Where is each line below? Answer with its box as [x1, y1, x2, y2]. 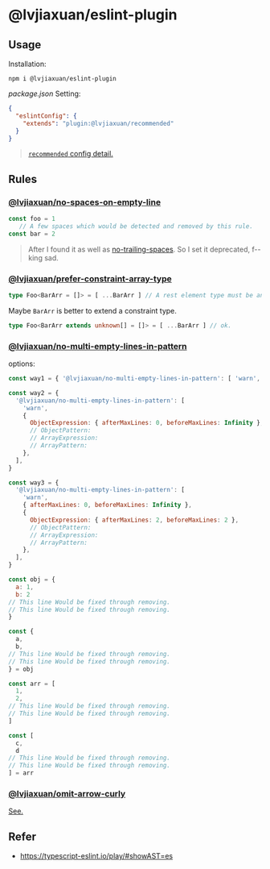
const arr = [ [8, 680, 56, 688]
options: [8, 359, 36, 368]
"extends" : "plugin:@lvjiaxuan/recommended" [22, 119, 174, 127]
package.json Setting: [8, 89, 81, 98]
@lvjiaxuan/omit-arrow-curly [8, 788, 126, 799]
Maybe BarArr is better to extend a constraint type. [8, 306, 177, 315]
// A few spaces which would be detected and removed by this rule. [18, 222, 253, 231]
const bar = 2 [8, 230, 56, 238]
